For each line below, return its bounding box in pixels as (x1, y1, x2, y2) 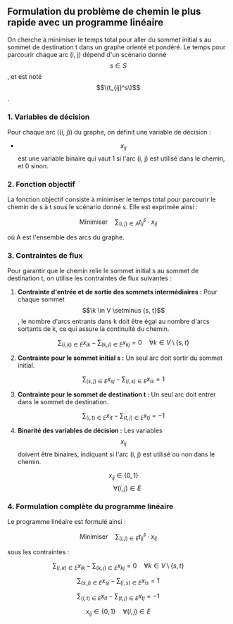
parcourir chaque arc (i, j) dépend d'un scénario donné (7, 50, 167, 58)
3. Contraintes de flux (7, 250, 83, 260)
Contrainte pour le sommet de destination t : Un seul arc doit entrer (17, 390, 216, 399)
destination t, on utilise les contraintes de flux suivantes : (7, 274, 172, 282)
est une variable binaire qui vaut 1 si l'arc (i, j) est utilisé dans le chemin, (17, 154, 225, 163)
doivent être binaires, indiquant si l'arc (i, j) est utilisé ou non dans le (17, 450, 215, 458)
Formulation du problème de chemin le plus (7, 6, 201, 18)
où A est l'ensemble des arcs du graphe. (7, 232, 125, 242)
